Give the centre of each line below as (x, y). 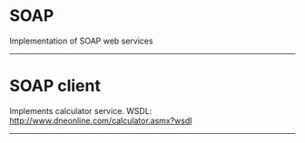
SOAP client (55, 86)
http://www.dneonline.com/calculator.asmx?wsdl (101, 120)
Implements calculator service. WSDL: (81, 110)
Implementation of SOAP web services (81, 41)
